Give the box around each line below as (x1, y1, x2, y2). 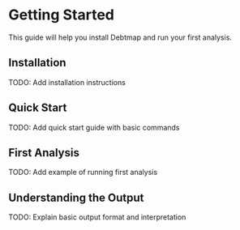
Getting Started (8, 6, 115, 24)
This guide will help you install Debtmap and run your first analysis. (8, 32, 233, 42)
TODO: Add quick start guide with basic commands (8, 122, 180, 132)
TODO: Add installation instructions (8, 77, 126, 87)
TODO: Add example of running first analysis (8, 168, 158, 177)
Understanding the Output (8, 190, 144, 204)
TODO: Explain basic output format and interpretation (8, 212, 186, 222)
